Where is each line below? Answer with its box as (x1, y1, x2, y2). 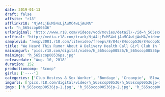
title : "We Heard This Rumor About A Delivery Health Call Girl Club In (5, 44, 157, 48)
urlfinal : (5, 35, 26, 40)
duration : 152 (5, 62, 34, 67)
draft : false (5, 12, 32, 17)
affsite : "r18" (5, 16, 36, 21)
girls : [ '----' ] (5, 71, 38, 76)
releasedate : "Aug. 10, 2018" (5, 57, 67, 62)
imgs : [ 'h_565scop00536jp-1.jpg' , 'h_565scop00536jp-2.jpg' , (5, 84, 133, 90)
